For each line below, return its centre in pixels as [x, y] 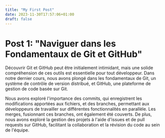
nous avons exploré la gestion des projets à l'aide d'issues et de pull [75, 120]
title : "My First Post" [30, 10]
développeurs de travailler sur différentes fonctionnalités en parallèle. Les [81, 109]
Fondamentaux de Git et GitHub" [74, 54]
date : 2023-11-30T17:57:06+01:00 [40, 14]
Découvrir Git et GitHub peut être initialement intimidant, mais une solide [79, 68]
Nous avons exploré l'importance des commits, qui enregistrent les [74, 99]
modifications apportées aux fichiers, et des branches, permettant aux [77, 104]
